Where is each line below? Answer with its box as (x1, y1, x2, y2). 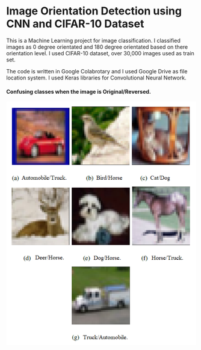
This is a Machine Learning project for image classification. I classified (6, 37, 181, 44)
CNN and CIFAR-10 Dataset (6, 17, 144, 31)
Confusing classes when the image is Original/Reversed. (6, 88, 152, 95)
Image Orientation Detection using (6, 4, 182, 18)
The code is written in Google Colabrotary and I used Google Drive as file (6, 67, 188, 75)
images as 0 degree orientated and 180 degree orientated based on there (6, 43, 188, 51)
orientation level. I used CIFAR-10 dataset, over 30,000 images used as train (6, 49, 194, 57)
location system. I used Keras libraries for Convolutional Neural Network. (6, 74, 187, 81)
